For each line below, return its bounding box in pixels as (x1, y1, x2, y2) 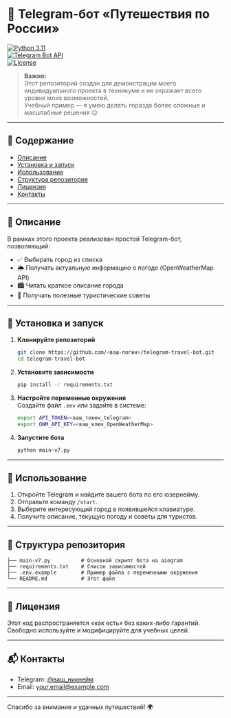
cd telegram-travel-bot (16, 355, 86, 363)
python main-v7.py (16, 446, 70, 454)
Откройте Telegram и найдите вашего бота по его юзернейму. (16, 490, 200, 499)
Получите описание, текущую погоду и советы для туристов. (16, 512, 198, 521)
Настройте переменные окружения (16, 394, 126, 402)
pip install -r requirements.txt (16, 381, 113, 388)
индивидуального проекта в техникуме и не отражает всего (23, 86, 202, 94)
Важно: (23, 72, 47, 80)
